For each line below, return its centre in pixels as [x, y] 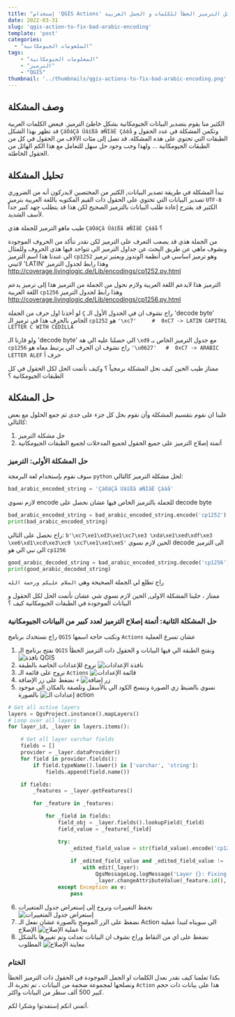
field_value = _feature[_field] [105, 829]
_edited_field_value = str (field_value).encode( [142, 848]
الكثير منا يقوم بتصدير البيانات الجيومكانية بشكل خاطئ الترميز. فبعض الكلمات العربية [116, 124]
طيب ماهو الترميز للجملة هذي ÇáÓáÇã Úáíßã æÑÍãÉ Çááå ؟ [85, 228]
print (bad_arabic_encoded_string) [58, 521]
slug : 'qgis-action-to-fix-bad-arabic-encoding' [80, 27]
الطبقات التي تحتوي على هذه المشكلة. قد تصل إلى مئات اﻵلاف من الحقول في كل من [118, 139]
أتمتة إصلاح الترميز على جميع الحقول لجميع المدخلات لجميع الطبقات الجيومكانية [120, 443]
